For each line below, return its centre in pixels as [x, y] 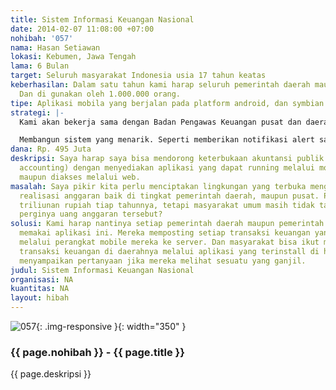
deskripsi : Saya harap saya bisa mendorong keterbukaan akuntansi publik [167, 159]
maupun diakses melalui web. [80, 177]
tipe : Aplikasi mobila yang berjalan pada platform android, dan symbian [167, 103]
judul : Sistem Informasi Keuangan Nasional [102, 270]
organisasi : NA [42, 279]
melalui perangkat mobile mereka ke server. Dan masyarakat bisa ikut [169, 242]
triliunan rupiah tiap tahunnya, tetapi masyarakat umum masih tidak [167, 205]
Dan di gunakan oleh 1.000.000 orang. [100, 94]
